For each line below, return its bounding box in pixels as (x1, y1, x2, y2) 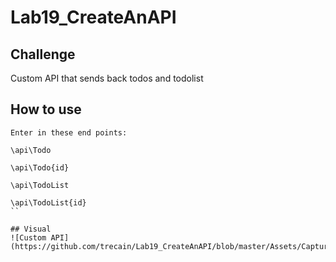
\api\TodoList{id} (10, 197, 87, 208)
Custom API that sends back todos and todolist (10, 72, 204, 84)
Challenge (10, 46, 76, 63)
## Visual (10, 224, 52, 234)
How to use (10, 101, 82, 118)
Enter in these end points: (10, 127, 128, 138)
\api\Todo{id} (10, 162, 70, 173)
